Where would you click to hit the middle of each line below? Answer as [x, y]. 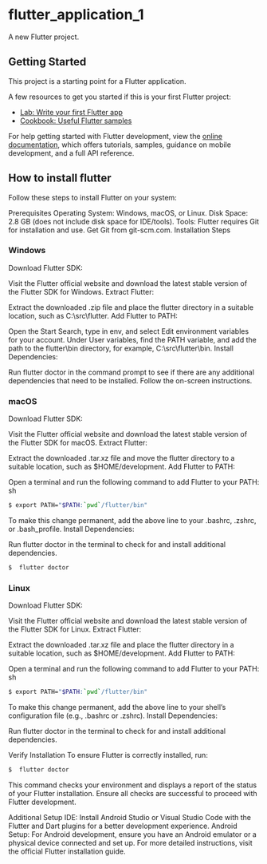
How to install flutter [60, 178]
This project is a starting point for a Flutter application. [97, 81]
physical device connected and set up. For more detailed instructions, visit [130, 842]
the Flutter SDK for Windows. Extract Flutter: [81, 291]
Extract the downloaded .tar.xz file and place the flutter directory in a [121, 645]
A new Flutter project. [44, 37]
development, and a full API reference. [71, 153]
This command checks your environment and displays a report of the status [133, 785]
